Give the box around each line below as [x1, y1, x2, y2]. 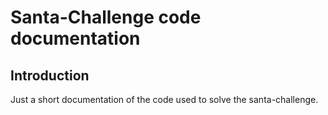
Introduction [10, 67, 90, 84]
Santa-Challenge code [10, 6, 202, 29]
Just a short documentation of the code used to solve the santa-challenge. [10, 94, 319, 105]
